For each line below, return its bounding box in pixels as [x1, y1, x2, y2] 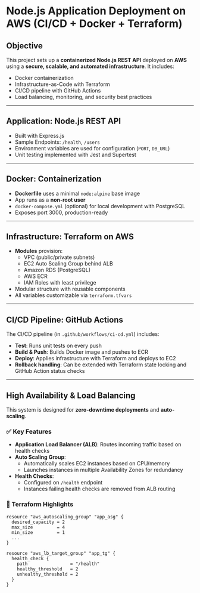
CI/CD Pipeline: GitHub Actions [6, 314, 124, 325]
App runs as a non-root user [14, 196, 86, 203]
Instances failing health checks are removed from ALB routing [23, 485, 176, 493]
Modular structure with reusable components [14, 285, 126, 293]
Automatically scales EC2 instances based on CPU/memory [23, 460, 170, 467]
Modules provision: [14, 248, 63, 255]
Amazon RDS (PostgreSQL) [23, 267, 91, 274]
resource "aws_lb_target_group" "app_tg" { [6, 550, 116, 556]
